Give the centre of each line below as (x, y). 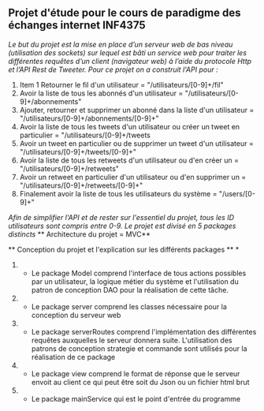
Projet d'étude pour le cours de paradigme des (125, 13)
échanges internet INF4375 (77, 26)
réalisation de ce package (73, 357)
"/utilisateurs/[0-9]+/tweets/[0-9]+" (78, 151)
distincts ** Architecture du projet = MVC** (80, 234)
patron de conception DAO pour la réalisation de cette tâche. (130, 290)
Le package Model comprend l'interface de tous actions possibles (139, 273)
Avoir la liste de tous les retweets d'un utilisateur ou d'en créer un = (129, 160)
